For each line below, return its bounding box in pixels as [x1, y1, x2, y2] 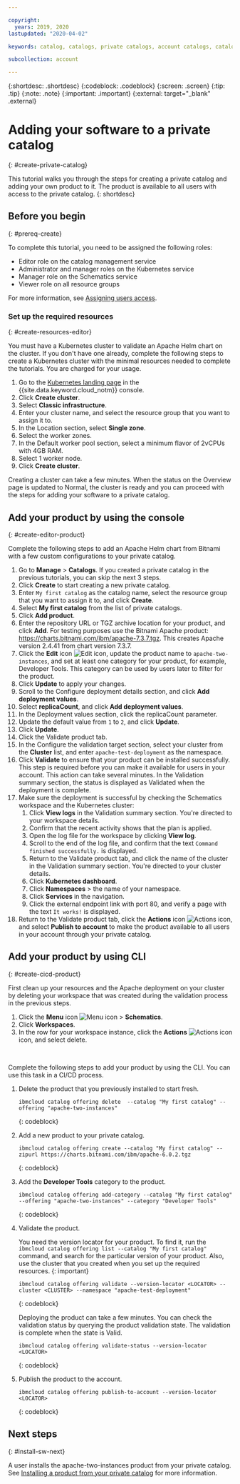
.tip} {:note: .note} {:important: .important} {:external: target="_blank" [8, 89, 211, 98]
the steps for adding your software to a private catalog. [8, 491, 170, 499]
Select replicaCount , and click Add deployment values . [18, 702, 184, 711]
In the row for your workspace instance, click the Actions [18, 1027, 187, 1036]
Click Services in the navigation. [28, 892, 125, 900]
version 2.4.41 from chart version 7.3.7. [18, 641, 132, 650]
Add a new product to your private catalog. [18, 1130, 145, 1140]
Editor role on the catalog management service [18, 257, 157, 265]
